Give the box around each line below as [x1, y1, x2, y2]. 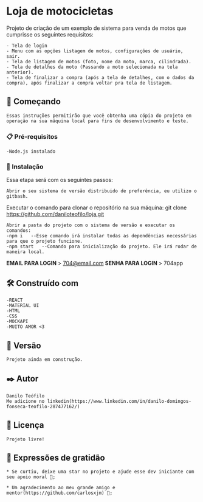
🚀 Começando [6, 96, 61, 107]
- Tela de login [6, 43, 47, 49]
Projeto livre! [6, 436, 45, 442]
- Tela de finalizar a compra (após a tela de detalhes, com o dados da [6, 74, 194, 80]
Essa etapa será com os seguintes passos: [6, 176, 114, 184]
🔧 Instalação [6, 162, 44, 171]
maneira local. [6, 249, 45, 255]
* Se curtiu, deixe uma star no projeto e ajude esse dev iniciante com [6, 469, 194, 475]
